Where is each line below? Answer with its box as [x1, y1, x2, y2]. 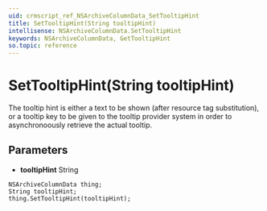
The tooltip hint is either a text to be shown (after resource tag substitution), [8, 103, 260, 113]
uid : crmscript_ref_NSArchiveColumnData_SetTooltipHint [8, 11, 199, 20]
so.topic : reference [8, 42, 78, 50]
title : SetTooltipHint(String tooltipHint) [8, 19, 157, 27]
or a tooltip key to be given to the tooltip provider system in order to [8, 112, 232, 122]
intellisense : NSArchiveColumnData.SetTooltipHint [8, 27, 182, 35]
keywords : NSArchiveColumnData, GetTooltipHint [8, 34, 171, 43]
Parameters [8, 143, 68, 157]
